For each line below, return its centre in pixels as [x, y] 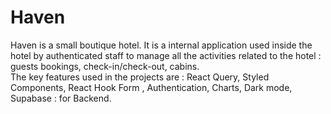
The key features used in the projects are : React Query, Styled [140, 77]
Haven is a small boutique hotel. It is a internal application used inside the [161, 45]
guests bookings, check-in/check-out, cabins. [105, 66]
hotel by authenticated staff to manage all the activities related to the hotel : [166, 55]
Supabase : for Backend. [61, 98]
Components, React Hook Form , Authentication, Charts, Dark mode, [151, 87]
